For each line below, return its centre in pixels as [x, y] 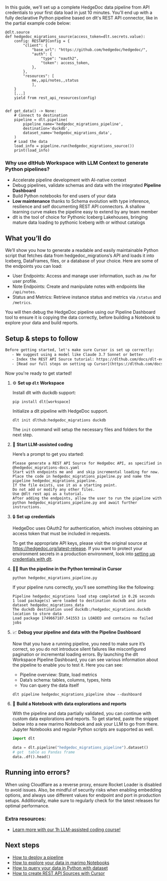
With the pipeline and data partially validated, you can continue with [82, 714]
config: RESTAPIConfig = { [42, 41]
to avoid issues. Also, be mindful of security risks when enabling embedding [83, 790]
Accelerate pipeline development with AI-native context [69, 180]
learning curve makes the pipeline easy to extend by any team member [85, 212]
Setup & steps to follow [42, 339]
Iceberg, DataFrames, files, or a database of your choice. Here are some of [82, 261]
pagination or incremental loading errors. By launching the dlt [75, 655]
